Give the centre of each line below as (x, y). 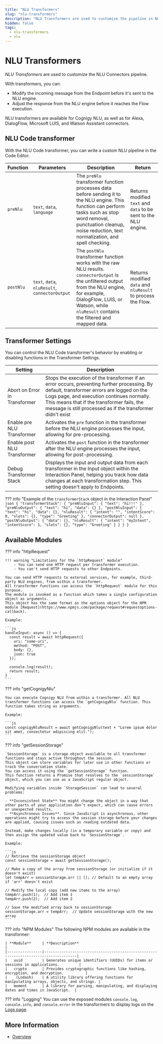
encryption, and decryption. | (47, 973)
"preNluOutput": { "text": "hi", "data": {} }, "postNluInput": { (73, 508)
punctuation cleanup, (100, 224)
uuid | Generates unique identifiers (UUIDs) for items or (83, 960)
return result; (25, 671)
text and (140, 203)
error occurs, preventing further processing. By (99, 384)
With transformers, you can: (33, 84)
